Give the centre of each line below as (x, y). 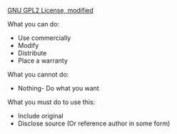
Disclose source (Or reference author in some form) (94, 123)
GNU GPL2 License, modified (51, 10)
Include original (40, 116)
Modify (28, 45)
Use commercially (44, 38)
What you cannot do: (38, 74)
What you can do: (33, 24)
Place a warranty (42, 61)
